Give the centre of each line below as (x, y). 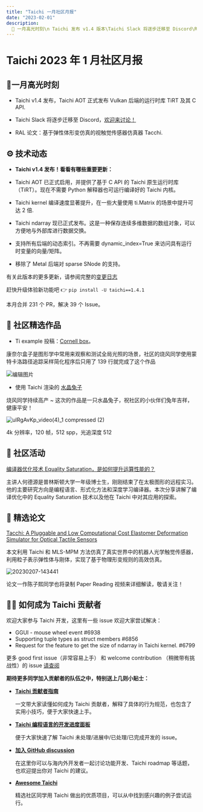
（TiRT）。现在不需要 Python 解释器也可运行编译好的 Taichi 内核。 (97, 190)
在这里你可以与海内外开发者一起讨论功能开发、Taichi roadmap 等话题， (104, 763)
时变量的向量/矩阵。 (40, 251)
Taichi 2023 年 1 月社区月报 (75, 61)
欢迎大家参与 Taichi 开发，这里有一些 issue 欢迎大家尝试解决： (84, 621)
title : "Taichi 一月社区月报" (41, 12)
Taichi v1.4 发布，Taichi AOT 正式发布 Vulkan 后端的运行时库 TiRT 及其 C (105, 101)
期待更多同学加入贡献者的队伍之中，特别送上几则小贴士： (78, 678)
